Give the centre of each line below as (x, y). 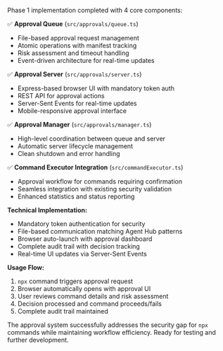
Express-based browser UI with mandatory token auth (96, 88)
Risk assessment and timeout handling (73, 53)
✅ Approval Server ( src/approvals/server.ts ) (75, 74)
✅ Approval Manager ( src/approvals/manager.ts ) (79, 124)
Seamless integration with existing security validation (95, 189)
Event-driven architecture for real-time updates (86, 60)
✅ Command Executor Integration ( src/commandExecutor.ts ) (95, 167)
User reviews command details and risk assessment (93, 296)
